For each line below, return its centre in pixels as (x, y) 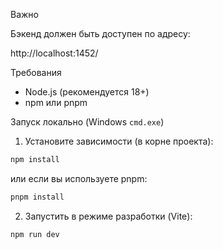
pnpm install (37, 197)
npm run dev (35, 234)
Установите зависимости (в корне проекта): (119, 141)
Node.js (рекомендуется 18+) (87, 92)
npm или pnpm (56, 102)
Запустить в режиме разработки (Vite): (108, 216)
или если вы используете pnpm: (79, 178)
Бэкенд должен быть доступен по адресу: (100, 33)
